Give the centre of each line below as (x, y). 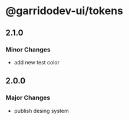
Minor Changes (28, 50)
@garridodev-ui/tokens (64, 11)
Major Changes (28, 98)
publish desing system (41, 111)
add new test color (37, 62)
